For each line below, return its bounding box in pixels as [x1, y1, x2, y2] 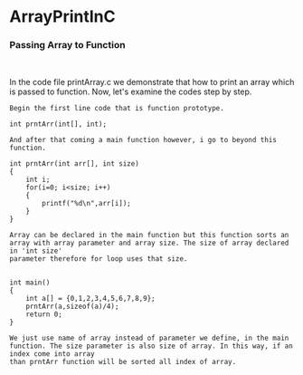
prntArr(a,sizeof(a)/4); [25, 302, 119, 312]
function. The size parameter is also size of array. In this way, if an [9, 341, 294, 351]
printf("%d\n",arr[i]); [42, 199, 131, 208]
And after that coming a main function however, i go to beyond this [9, 136, 278, 145]
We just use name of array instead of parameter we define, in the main [9, 333, 289, 343]
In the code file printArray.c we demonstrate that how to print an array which [9, 77, 295, 88]
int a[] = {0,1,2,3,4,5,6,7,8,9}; [25, 294, 156, 303]
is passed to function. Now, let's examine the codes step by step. [9, 86, 252, 97]
